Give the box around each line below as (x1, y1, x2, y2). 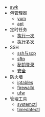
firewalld (17, 85, 35, 90)
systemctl (17, 101, 37, 107)
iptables (17, 80, 33, 85)
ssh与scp (17, 50, 36, 56)
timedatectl (17, 107, 40, 112)
